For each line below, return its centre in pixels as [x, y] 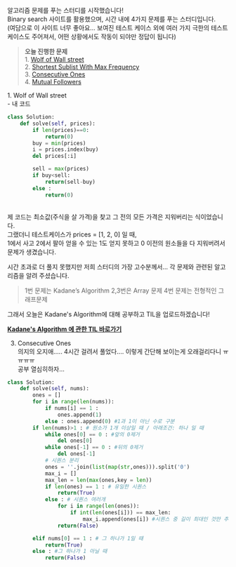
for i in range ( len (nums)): [73, 402]
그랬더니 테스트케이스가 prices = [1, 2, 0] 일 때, [72, 234]
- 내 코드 [19, 104]
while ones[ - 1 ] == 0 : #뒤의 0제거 [94, 448]
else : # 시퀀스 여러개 [75, 500]
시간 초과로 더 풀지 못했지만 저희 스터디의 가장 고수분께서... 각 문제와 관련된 [110, 267]
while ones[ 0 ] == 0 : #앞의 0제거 [92, 434]
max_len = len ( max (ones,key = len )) [98, 480]
